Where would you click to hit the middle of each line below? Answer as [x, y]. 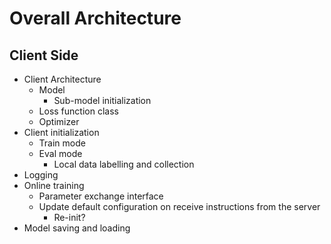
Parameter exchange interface [101, 196]
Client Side [44, 55]
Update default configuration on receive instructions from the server [179, 206]
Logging [41, 175]
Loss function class [78, 111]
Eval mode [60, 153]
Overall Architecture [95, 18]
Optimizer [59, 121]
